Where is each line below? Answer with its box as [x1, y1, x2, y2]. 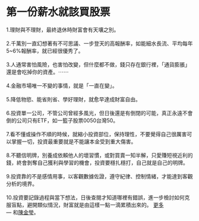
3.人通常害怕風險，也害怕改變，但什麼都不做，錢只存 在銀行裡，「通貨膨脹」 [6, 60, 191, 68]
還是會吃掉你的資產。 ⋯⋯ [6, 68, 69, 75]
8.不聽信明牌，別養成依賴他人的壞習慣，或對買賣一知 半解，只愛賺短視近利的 [6, 152, 193, 159]
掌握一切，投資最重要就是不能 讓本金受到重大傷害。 [11, 137, 137, 145]
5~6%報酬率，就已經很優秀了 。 [6, 47, 84, 54]
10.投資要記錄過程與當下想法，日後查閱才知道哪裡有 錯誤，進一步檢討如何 [6, 194, 185, 201]
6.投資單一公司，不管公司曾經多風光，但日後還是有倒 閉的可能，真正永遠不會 [6, 109, 193, 116]
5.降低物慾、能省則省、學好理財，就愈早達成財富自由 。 [6, 95, 141, 103]
